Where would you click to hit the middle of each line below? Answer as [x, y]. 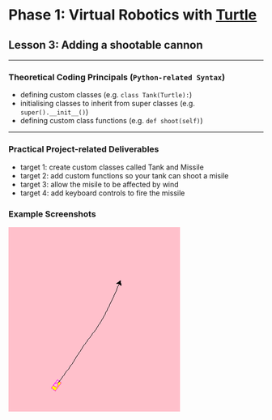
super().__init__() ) [54, 112]
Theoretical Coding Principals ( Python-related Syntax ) [117, 77]
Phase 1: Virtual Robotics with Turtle [133, 15]
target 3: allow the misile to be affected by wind [100, 184]
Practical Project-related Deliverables [84, 149]
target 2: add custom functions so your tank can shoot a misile [124, 175]
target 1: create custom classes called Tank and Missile [112, 167]
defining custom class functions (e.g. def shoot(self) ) [112, 121]
